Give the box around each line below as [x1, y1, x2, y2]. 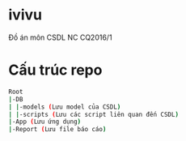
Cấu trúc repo [8, 61, 103, 79]
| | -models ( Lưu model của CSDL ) [8, 103, 121, 111]
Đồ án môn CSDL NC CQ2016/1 [8, 32, 112, 42]
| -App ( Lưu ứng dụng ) [8, 117, 82, 126]
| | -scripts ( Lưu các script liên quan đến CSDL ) [8, 110, 180, 118]
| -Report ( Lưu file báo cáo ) [8, 126, 107, 134]
